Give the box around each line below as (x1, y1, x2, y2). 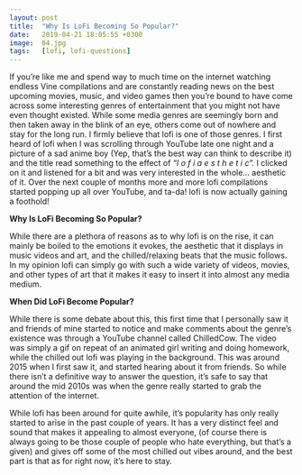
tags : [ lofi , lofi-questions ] (9, 47, 131, 56)
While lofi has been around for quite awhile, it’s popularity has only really (9, 407, 279, 419)
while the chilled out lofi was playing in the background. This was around (9, 352, 280, 363)
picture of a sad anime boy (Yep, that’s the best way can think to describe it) (9, 148, 293, 159)
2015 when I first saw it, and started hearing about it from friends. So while (9, 361, 287, 372)
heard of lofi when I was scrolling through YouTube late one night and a (9, 139, 274, 150)
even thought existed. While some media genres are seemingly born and (9, 110, 279, 121)
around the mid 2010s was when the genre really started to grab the (9, 380, 261, 392)
